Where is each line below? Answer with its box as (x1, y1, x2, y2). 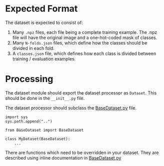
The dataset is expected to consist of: (5, 19, 83, 25)
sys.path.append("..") (5, 118, 52, 124)
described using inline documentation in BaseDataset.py (5, 154, 121, 160)
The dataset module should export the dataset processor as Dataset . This (5, 89, 157, 95)
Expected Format (5, 3, 78, 14)
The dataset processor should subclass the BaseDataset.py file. (5, 104, 136, 110)
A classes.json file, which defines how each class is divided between (12, 50, 156, 56)
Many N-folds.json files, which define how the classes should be (12, 39, 147, 45)
